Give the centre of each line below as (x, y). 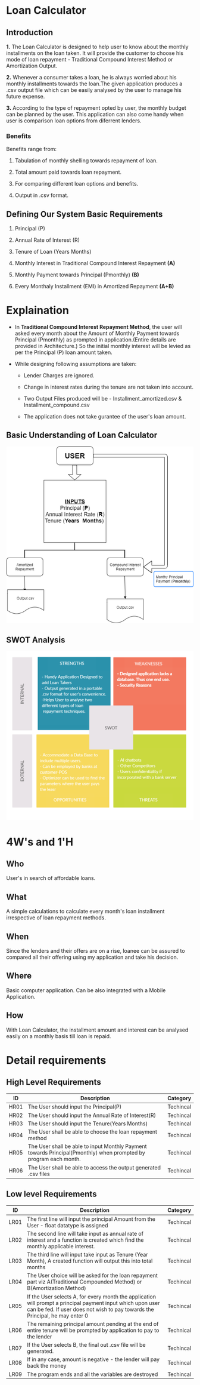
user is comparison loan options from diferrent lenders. (74, 121)
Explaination (38, 310)
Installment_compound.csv (57, 405)
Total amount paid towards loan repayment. (68, 172)
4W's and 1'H (40, 842)
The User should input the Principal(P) (75, 1107)
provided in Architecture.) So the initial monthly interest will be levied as (103, 346)
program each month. (54, 1159)
